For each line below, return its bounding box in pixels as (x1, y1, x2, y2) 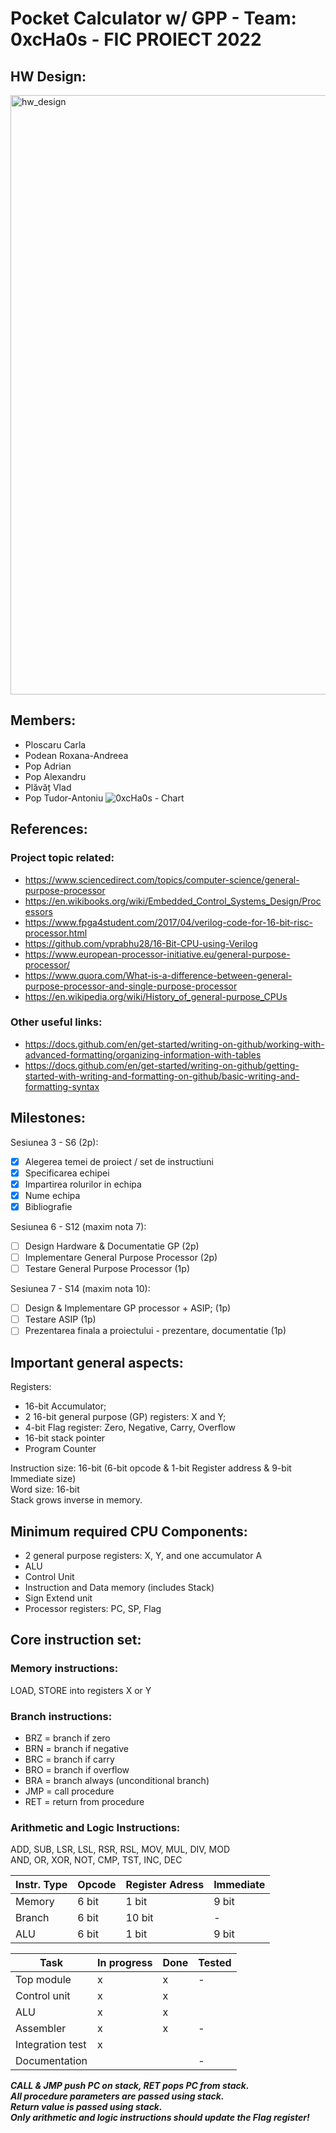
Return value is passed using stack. (10, 2101, 163, 2113)
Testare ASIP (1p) (24, 1313, 97, 1326)
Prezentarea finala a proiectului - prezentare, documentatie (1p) (24, 1325, 287, 1337)
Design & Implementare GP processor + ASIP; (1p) (24, 1302, 232, 1314)
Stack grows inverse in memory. (10, 1494, 143, 1506)
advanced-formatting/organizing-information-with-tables (24, 1048, 262, 1061)
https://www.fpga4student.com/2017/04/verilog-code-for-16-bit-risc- (24, 916, 313, 928)
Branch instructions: (10, 1709, 113, 1723)
